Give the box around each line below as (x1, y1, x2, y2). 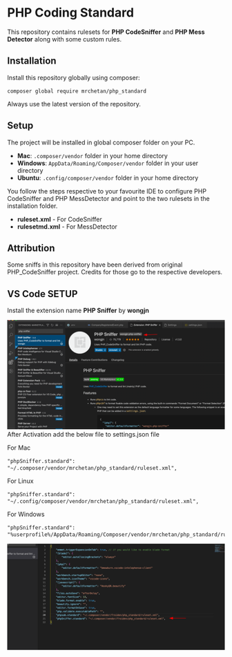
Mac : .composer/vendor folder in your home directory (17, 151, 168, 160)
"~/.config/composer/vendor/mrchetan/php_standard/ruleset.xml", (7, 498, 199, 505)
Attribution (7, 242, 55, 254)
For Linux (7, 477, 34, 485)
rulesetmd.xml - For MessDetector (17, 222, 117, 231)
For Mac (7, 444, 31, 452)
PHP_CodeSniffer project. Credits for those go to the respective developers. (7, 268, 223, 276)
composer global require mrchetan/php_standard (7, 88, 147, 95)
